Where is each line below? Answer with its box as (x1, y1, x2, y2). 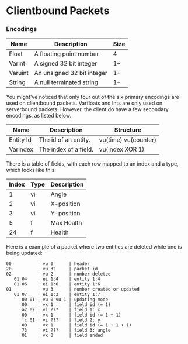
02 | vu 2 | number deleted (6, 271, 111, 277)
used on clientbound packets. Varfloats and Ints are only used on (6, 99, 163, 106)
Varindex (9, 145, 34, 153)
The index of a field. (39, 145, 93, 153)
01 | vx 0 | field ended (21, 332, 103, 339)
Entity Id (9, 136, 32, 144)
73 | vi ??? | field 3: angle (21, 328, 111, 333)
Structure (114, 126, 142, 134)
